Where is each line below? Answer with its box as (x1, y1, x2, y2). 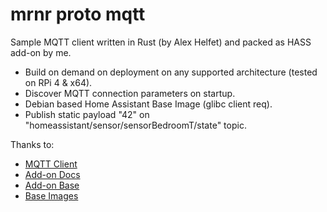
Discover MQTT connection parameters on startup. (24, 87, 236, 99)
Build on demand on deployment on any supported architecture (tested (24, 66, 318, 78)
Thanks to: (10, 138, 55, 150)
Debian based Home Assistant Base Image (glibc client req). (24, 98, 273, 110)
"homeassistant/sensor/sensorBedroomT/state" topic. (24, 119, 247, 131)
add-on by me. (10, 46, 72, 58)
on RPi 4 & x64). (24, 76, 93, 88)
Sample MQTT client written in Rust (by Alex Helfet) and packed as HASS (10, 36, 312, 48)
